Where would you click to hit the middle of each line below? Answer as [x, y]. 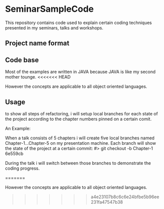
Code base [22, 60]
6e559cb [14, 154]
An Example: [18, 128]
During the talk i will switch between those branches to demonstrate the [78, 163]
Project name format [37, 43]
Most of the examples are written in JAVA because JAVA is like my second [81, 72]
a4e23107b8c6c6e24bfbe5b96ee [125, 197]
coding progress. [22, 168]
